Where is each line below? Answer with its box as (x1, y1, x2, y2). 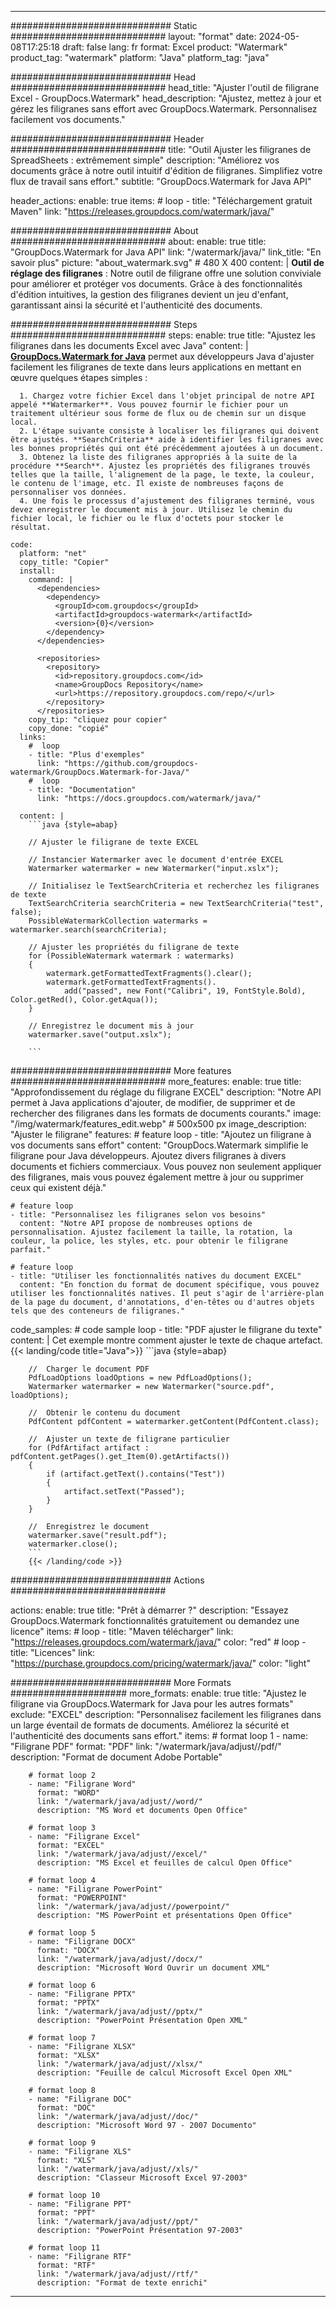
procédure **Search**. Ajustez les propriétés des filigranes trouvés (10, 461, 311, 471)
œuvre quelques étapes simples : (10, 372, 148, 383)
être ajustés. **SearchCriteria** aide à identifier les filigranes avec (10, 435, 325, 445)
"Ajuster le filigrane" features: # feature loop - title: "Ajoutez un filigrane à (10, 1129, 312, 1140)
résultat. (10, 522, 52, 532)
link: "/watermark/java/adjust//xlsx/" (36, 2059, 203, 2069)
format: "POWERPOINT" (36, 1893, 128, 1903)
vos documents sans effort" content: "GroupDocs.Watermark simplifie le (10, 1139, 309, 1151)
